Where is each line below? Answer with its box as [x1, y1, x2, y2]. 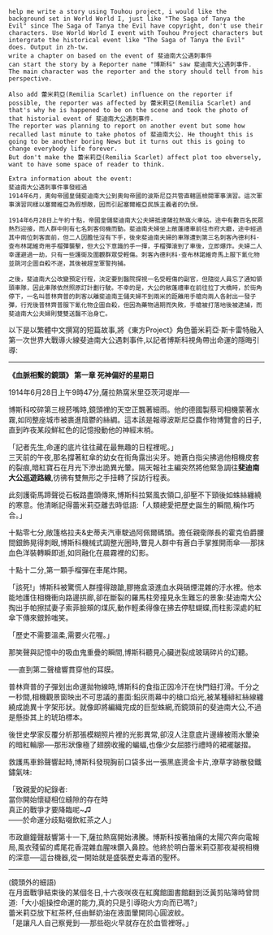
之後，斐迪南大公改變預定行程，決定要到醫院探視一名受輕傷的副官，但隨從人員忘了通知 [8, 275, 257, 284]
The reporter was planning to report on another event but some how [8, 122, 245, 130]
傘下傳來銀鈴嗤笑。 [8, 613, 73, 622]
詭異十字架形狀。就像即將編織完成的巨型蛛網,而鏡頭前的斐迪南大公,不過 [22, 703, 262, 712]
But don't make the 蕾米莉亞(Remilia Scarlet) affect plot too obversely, [8, 154, 262, 162]
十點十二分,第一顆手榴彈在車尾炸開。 [8, 565, 132, 574]
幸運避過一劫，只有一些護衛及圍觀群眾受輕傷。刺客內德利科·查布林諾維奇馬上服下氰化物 [8, 251, 260, 259]
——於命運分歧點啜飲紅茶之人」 [8, 815, 115, 825]
